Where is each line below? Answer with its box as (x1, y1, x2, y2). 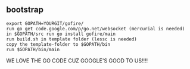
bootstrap (6, 5, 43, 15)
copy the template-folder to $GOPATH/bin (6, 41, 111, 47)
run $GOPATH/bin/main (6, 46, 60, 52)
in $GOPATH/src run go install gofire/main (6, 31, 116, 37)
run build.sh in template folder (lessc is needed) (6, 36, 137, 42)
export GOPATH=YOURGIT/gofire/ (6, 20, 84, 26)
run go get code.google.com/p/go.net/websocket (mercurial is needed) (6, 26, 185, 32)
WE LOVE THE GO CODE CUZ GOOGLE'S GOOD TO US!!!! (6, 57, 148, 64)
